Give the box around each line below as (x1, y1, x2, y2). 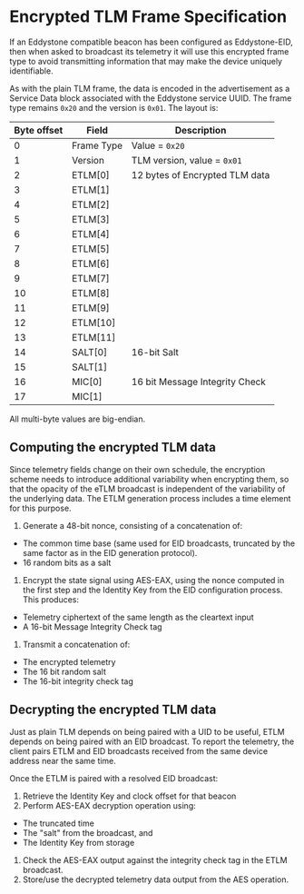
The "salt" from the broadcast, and (22, 827, 153, 838)
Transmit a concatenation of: (22, 639, 131, 650)
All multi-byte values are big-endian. (9, 413, 146, 424)
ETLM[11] (71, 331, 116, 343)
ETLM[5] (71, 243, 111, 255)
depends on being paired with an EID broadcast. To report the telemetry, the (9, 736, 295, 747)
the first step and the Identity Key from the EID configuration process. (22, 584, 283, 595)
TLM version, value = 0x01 (131, 154, 242, 166)
